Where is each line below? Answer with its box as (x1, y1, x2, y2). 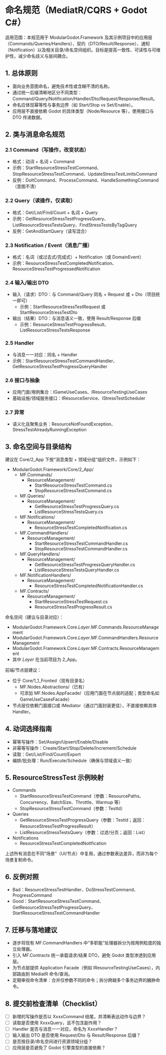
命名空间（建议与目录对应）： (5, 614, 64, 620)
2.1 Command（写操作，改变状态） (5, 146, 89, 153)
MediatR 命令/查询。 (31, 971, 73, 977)
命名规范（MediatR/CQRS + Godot (5, 4, 148, 16)
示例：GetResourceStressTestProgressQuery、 (12, 215, 109, 221)
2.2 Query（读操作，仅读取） (5, 197, 76, 204)
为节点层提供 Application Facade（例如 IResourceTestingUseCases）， (12, 965, 156, 971)
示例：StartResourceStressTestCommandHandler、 (12, 358, 117, 364)
